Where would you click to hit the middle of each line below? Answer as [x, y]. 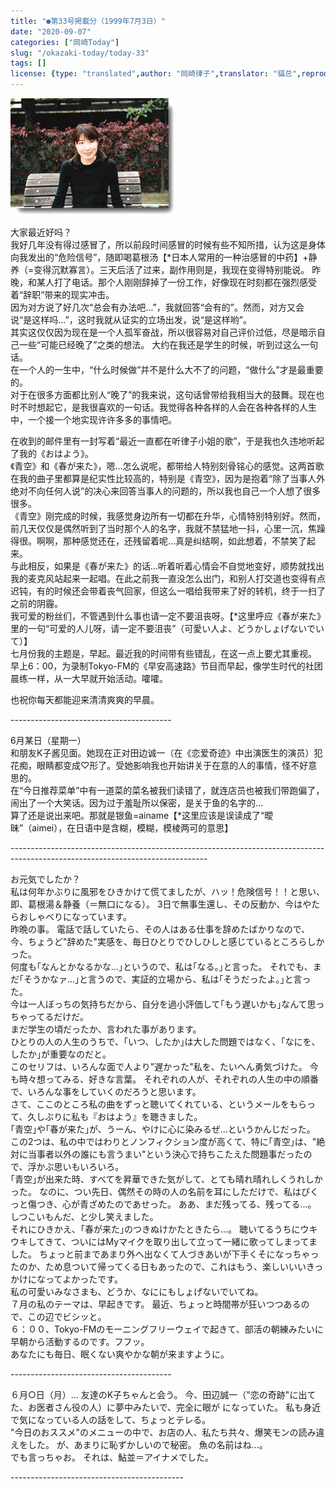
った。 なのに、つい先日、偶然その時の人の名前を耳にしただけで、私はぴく [164, 1191]
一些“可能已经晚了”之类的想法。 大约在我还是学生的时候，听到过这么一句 [168, 344]
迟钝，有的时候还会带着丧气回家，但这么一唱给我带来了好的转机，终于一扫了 [168, 591]
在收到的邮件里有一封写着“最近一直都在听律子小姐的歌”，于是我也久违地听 [163, 441]
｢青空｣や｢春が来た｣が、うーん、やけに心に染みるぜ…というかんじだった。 [163, 1129]
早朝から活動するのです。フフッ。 [80, 1341]
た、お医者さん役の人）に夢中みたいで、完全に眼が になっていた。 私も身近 [166, 1407]
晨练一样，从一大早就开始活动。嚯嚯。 [89, 678]
